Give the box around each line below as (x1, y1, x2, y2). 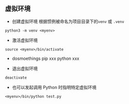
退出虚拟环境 (12, 65, 38, 71)
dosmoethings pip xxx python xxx (12, 55, 80, 61)
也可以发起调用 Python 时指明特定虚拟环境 (12, 84, 97, 90)
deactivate (5, 75, 27, 80)
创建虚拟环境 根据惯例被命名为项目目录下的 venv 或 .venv (12, 18, 125, 24)
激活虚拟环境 (12, 37, 38, 43)
